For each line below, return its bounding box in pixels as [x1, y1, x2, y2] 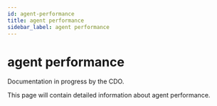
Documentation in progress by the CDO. [7, 77, 125, 86]
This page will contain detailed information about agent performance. [7, 91, 211, 100]
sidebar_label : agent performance [7, 23, 110, 30]
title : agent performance [7, 17, 84, 24]
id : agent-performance [7, 10, 75, 18]
